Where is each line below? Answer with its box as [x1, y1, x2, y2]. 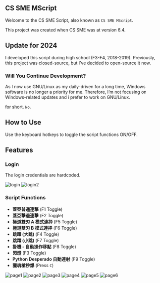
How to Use [5, 118, 42, 127]
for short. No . [5, 104, 31, 110]
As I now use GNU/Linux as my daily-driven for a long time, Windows [5, 83, 146, 89]
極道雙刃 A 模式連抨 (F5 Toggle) [12, 219, 78, 225]
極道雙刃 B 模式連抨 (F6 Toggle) [12, 225, 77, 231]
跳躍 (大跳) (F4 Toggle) [12, 231, 59, 237]
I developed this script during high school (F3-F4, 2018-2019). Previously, [5, 54, 156, 60]
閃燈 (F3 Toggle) [12, 250, 46, 256]
